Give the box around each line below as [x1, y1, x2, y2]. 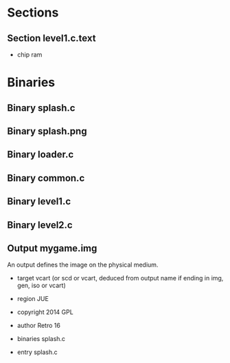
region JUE [16, 295, 49, 303]
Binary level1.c [7, 196, 71, 207]
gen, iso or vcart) [16, 281, 67, 290]
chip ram [16, 50, 43, 59]
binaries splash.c [16, 335, 66, 343]
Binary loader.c [7, 149, 74, 160]
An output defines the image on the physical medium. [7, 260, 159, 269]
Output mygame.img [7, 242, 97, 254]
